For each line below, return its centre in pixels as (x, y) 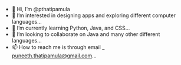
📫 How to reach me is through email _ (58, 47)
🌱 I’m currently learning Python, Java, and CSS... (71, 28)
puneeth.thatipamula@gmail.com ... (54, 56)
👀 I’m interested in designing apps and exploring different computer (93, 15)
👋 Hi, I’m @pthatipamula (41, 9)
